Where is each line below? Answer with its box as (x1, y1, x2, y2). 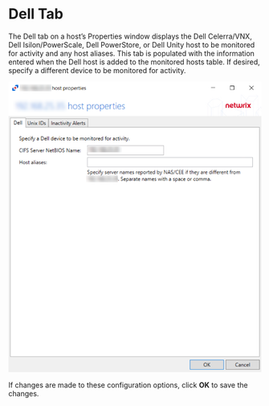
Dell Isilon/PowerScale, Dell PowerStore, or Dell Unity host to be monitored (8, 39, 255, 49)
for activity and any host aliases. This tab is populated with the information (8, 48, 255, 58)
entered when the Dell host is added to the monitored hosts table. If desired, (8, 57, 261, 67)
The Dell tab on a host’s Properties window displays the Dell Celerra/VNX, (8, 31, 253, 41)
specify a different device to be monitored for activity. (8, 65, 186, 75)
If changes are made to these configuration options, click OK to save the (8, 379, 248, 390)
